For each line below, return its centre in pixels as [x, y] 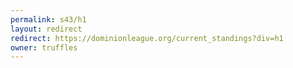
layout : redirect [46, 29]
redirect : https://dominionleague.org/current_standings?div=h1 [147, 38]
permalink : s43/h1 [48, 19]
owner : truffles [44, 47]
